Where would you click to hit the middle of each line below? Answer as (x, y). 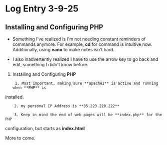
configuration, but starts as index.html (45, 128)
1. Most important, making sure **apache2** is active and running (86, 83)
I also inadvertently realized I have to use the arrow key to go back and (85, 59)
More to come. (20, 138)
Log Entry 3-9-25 (42, 9)
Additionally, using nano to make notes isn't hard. (63, 50)
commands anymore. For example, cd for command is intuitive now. (82, 44)
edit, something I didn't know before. (50, 65)
